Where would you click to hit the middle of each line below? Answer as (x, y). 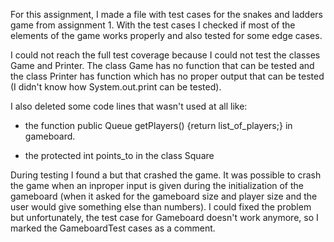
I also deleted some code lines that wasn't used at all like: (129, 106)
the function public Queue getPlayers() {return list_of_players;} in (158, 125)
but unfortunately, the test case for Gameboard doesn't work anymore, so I (164, 217)
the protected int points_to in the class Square (119, 155)
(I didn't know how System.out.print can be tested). (116, 87)
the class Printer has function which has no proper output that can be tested (167, 76)
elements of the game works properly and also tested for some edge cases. (166, 35)
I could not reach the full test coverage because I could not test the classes (165, 55)
